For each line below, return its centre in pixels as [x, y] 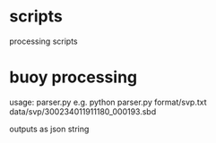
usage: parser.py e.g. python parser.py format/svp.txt [108, 102]
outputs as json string [49, 129]
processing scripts [43, 41]
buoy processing [73, 77]
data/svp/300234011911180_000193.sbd [83, 111]
